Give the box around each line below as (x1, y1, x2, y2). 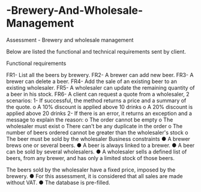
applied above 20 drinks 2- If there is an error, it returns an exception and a (6, 110, 192, 117)
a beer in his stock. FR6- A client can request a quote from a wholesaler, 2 (6, 90, 190, 98)
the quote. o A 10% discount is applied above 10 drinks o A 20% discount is (6, 103, 193, 110)
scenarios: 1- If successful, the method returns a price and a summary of (6, 97, 187, 104)
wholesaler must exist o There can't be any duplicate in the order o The (6, 122, 183, 129)
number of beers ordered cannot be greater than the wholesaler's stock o (6, 129, 188, 136)
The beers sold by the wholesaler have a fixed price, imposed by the (6, 166, 176, 173)
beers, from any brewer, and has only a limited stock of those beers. (6, 154, 175, 161)
